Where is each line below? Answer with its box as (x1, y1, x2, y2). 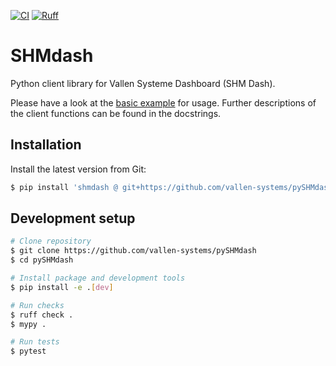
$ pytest (10, 346, 47, 357)
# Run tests (10, 337, 60, 347)
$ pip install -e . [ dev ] (10, 282, 114, 292)
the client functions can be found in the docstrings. (10, 107, 222, 119)
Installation (10, 136, 82, 154)
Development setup (10, 210, 136, 227)
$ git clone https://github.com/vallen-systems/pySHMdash (10, 246, 257, 256)
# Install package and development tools (10, 273, 186, 284)
